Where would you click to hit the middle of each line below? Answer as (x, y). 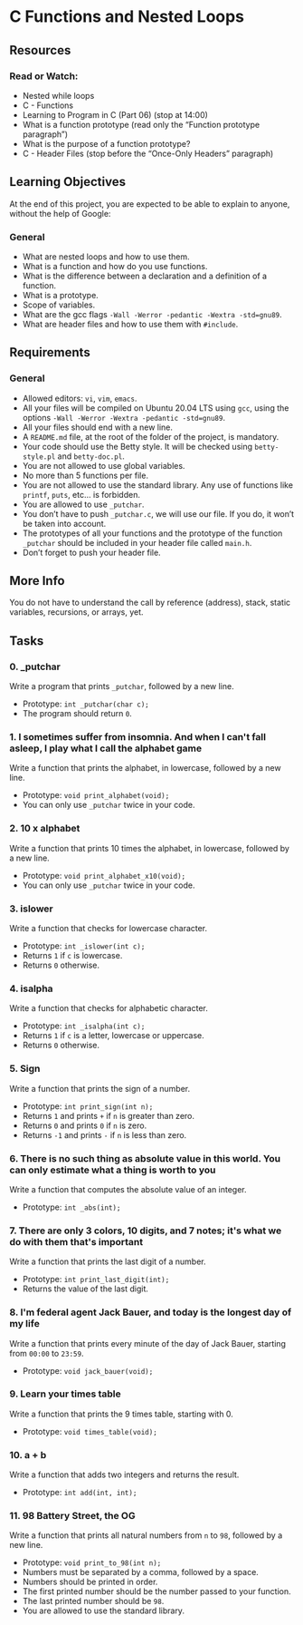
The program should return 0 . (77, 714)
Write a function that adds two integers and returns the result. (124, 1474)
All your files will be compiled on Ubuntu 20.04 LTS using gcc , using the (156, 408)
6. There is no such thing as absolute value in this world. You (145, 1158)
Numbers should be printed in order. (90, 1582)
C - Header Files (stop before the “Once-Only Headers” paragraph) (148, 153)
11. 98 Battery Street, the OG (72, 1516)
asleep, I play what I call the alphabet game (106, 748)
